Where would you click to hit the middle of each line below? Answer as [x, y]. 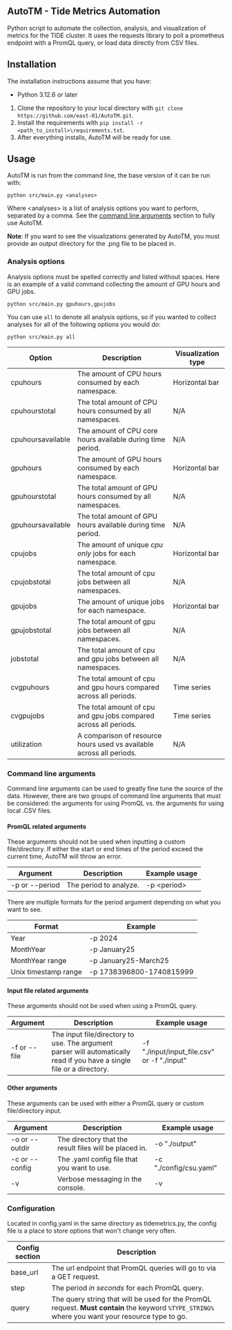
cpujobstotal [31, 582]
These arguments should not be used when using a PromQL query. [103, 1006]
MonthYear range [39, 961]
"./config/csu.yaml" [186, 1168]
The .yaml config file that [98, 1159]
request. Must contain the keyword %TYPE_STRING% [133, 1307]
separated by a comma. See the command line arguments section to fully [111, 216]
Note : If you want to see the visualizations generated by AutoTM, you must [113, 236]
